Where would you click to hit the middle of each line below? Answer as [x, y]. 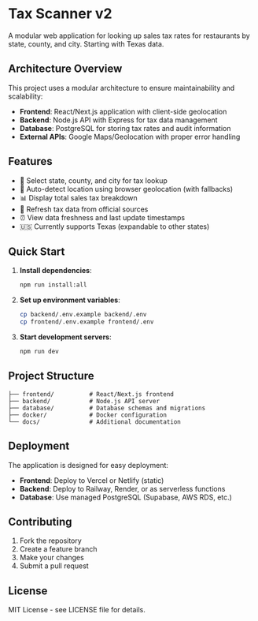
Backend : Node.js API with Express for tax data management [118, 120]
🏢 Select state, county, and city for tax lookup [93, 180]
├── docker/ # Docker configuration [88, 415]
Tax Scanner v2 [60, 14]
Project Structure [51, 376]
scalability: [26, 96]
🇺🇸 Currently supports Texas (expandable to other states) [114, 226]
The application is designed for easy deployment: [88, 465]
